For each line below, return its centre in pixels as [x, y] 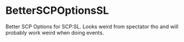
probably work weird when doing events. [55, 32]
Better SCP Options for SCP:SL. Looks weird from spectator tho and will [92, 26]
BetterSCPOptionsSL [57, 11]
